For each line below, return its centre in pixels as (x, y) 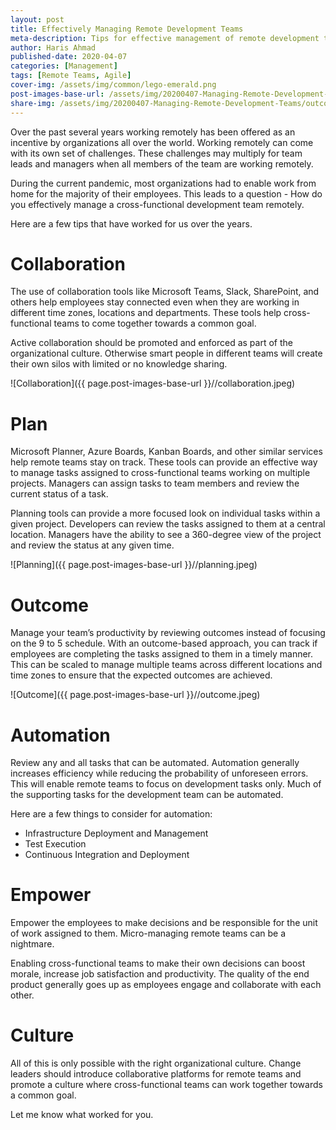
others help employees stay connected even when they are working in (155, 302)
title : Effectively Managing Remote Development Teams (127, 29)
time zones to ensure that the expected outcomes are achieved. (141, 675)
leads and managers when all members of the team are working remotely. (162, 163)
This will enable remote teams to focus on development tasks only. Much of (166, 784)
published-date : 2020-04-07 (69, 57)
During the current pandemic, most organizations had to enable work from (163, 183)
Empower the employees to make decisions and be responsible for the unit (164, 923)
